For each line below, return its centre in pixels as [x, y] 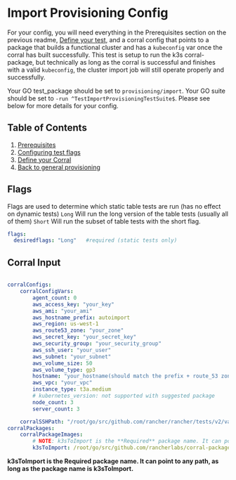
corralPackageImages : [51, 435]
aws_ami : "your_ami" [63, 311]
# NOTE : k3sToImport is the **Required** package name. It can [127, 441]
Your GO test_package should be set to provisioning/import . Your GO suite [117, 91]
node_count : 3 [53, 402]
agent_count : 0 [55, 298]
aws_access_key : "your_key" [73, 304]
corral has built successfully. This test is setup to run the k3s [95, 55]
